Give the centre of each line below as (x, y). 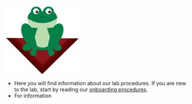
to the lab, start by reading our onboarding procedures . (81, 89)
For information (33, 96)
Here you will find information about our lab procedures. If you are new (100, 83)
